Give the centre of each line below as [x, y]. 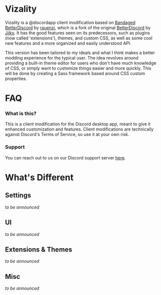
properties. [16, 79]
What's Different [39, 177]
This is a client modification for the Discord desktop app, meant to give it [78, 124]
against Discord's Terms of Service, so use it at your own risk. [67, 135]
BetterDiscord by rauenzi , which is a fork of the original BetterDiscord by [78, 27]
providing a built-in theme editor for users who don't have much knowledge [81, 63]
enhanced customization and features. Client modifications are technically [80, 129]
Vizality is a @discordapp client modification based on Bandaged [70, 22]
